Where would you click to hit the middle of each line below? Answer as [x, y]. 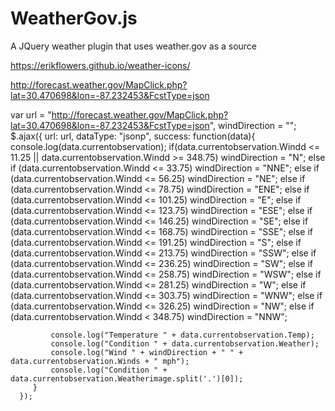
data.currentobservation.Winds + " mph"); [100, 361]
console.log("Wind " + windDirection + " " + [147, 352]
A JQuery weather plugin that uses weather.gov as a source [134, 46]
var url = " [31, 114]
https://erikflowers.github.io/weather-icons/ [100, 65]
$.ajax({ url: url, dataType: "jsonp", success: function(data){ [133, 136]
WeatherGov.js [74, 18]
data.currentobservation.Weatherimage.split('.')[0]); [127, 378]
